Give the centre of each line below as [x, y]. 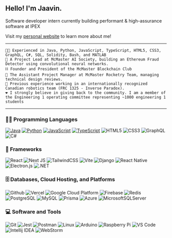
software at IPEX [23, 26]
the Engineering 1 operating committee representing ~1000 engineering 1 [86, 97]
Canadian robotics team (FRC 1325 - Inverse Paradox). [65, 88]
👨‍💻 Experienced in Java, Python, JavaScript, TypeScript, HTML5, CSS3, [83, 50]
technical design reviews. [34, 79]
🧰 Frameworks [24, 149]
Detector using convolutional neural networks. [57, 64]
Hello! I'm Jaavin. [34, 8]
